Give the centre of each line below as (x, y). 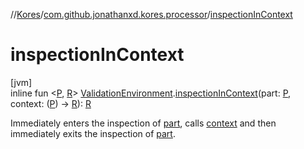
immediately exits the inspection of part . (93, 133)
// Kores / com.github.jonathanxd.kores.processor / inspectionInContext (151, 14)
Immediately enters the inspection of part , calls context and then (143, 123)
